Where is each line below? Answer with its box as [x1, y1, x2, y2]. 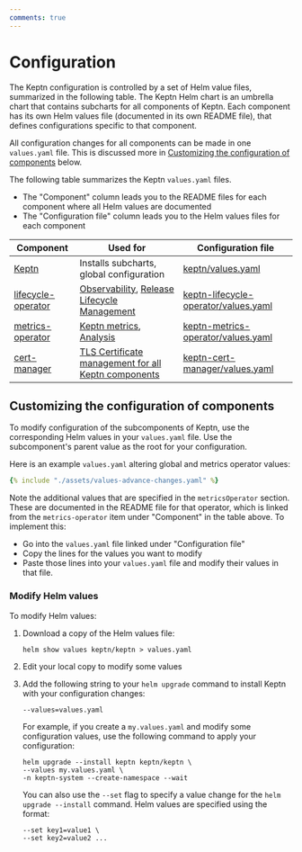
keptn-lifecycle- [182, 288, 254, 300]
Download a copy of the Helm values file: [22, 627, 175, 639]
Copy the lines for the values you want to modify [22, 548, 202, 559]
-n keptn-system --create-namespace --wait [22, 773, 189, 783]
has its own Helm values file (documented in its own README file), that [9, 110, 272, 121]
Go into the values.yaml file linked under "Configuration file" [22, 539, 245, 550]
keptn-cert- [182, 351, 236, 363]
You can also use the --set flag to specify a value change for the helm [22, 789, 281, 800]
